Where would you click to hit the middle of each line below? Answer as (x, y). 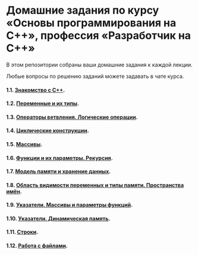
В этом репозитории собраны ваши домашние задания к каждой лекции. (100, 64)
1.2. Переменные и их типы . (43, 103)
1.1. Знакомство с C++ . (36, 90)
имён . (14, 191)
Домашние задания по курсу (83, 10)
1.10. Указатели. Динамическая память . (58, 218)
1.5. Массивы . (24, 144)
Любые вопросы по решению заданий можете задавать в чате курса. (95, 76)
